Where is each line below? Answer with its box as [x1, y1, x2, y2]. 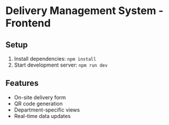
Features [5, 78, 39, 88]
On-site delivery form [13, 93, 66, 100]
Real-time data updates [13, 112, 71, 119]
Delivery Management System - [5, 4, 164, 18]
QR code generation [13, 100, 63, 107]
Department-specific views [13, 106, 80, 113]
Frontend [5, 16, 51, 30]
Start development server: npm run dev [13, 61, 108, 68]
